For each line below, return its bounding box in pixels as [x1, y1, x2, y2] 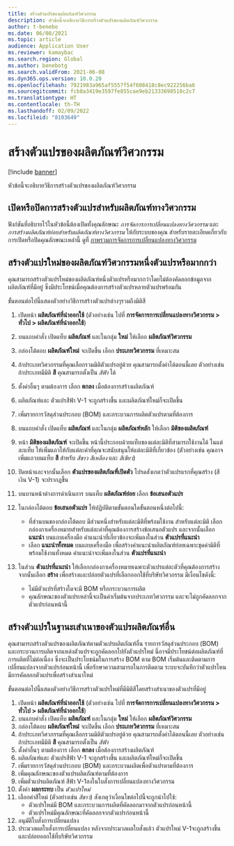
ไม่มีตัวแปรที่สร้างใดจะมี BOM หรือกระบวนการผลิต [28, 584, 146, 593]
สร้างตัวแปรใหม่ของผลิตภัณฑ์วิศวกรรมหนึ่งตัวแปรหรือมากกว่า [8, 256, 217, 269]
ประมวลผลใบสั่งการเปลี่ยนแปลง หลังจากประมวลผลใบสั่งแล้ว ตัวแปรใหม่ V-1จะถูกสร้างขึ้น [17, 824, 221, 832]
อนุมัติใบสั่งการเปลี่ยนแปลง [17, 817, 79, 824]
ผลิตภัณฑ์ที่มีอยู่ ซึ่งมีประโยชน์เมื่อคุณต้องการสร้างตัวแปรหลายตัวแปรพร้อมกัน [8, 283, 182, 292]
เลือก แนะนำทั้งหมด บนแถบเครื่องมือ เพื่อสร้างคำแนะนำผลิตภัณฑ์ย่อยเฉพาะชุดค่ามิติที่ [28, 541, 220, 550]
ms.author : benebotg [8, 62, 68, 69]
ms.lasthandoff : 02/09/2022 [8, 107, 90, 114]
